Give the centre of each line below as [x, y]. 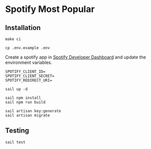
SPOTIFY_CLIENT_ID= [25, 71]
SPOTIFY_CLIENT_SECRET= [30, 76]
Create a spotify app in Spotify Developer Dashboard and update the [75, 57]
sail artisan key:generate [33, 111]
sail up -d [16, 89]
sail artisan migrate [28, 115]
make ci [13, 39]
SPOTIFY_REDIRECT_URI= [29, 80]
